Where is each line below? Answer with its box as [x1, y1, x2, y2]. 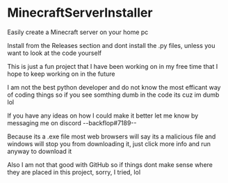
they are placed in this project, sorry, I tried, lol [7, 168, 141, 176]
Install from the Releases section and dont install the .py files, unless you [7, 41, 215, 49]
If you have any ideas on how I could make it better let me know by [7, 111, 199, 120]
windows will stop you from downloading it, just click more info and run [7, 139, 211, 148]
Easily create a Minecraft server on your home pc [7, 28, 149, 36]
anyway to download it [7, 147, 72, 155]
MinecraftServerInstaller [7, 5, 153, 21]
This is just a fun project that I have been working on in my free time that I [7, 62, 218, 70]
